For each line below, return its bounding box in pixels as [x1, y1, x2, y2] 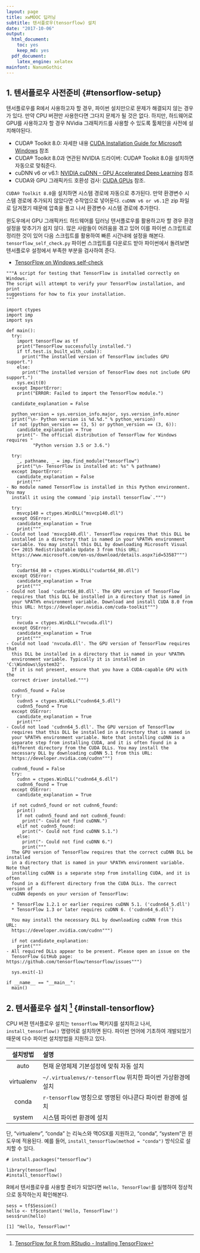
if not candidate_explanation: [11, 938, 89, 944]
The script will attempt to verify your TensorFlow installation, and [6, 281, 185, 287]
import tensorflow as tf [17, 338, 79, 345]
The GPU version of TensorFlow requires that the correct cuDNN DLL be [11, 849, 193, 855]
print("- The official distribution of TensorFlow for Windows [17, 432, 177, 438]
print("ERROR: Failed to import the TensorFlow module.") [17, 390, 164, 396]
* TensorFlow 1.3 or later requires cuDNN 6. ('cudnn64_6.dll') [11, 907, 174, 913]
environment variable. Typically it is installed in [11, 656, 145, 662]
